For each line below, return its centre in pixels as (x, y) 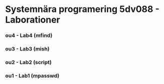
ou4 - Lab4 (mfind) (29, 35)
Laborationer (33, 20)
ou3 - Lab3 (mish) (28, 49)
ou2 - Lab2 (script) (28, 62)
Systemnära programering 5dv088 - (82, 9)
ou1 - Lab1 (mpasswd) (32, 75)
